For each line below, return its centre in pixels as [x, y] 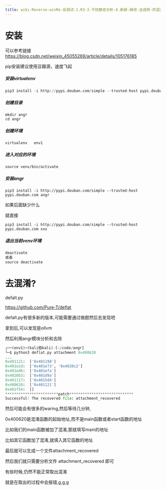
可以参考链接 [18, 51]
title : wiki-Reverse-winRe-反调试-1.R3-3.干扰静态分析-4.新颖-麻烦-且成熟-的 [81, 10]
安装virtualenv [20, 79]
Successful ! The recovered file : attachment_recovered [63, 399]
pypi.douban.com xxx [26, 229]
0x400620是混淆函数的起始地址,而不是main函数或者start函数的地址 [74, 419]
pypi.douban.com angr [27, 195]
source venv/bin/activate [32, 167]
